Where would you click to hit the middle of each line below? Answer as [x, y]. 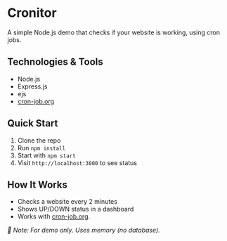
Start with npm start [46, 155]
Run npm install [41, 148]
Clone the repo [39, 140]
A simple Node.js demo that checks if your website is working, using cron [113, 32]
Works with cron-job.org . [54, 216]
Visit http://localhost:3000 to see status [77, 162]
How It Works [38, 184]
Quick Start [33, 123]
